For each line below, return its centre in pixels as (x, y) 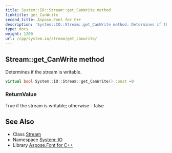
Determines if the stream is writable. (44, 72)
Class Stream (27, 134)
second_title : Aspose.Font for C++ (43, 20)
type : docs (17, 29)
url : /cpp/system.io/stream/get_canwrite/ (51, 39)
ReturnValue (21, 94)
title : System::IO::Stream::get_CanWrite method (58, 10)
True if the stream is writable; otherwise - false (55, 105)
